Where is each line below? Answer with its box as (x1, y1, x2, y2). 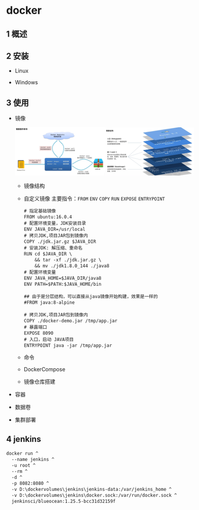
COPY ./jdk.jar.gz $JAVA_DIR (23, 239, 97, 245)
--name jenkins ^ (11, 457, 55, 463)
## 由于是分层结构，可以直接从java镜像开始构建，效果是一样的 (23, 294, 158, 300)
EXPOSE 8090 (23, 330, 54, 337)
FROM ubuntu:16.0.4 (23, 214, 73, 220)
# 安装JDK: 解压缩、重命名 (23, 245, 83, 251)
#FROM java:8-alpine (23, 300, 75, 306)
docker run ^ (6, 451, 39, 457)
